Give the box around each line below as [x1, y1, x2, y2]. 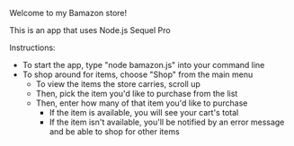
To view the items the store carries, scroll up [35, 79, 200, 89]
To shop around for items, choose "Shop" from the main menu [22, 69, 254, 80]
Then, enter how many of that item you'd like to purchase [35, 98, 248, 108]
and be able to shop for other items [49, 126, 180, 137]
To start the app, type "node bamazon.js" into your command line [22, 60, 265, 70]
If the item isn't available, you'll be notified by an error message [49, 116, 285, 127]
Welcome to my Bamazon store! [9, 8, 128, 18]
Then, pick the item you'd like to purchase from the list [35, 89, 238, 99]
